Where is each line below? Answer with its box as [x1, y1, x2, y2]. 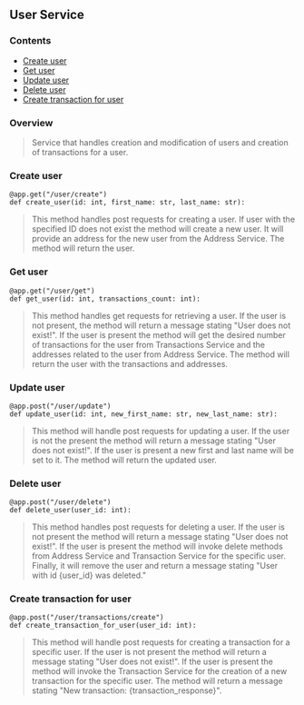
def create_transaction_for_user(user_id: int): [9, 621, 197, 631]
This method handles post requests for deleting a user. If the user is [31, 521, 286, 532]
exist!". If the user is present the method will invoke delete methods [31, 541, 283, 552]
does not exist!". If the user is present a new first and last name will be [31, 444, 295, 455]
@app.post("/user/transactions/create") [9, 613, 165, 622]
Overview [9, 116, 54, 129]
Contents [9, 35, 52, 47]
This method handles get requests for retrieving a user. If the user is [31, 310, 287, 321]
